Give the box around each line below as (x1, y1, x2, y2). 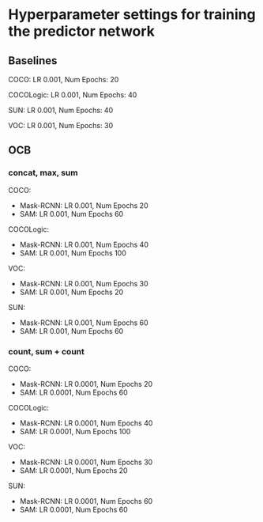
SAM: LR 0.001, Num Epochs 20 (19, 287, 124, 297)
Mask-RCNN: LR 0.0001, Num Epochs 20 (19, 379, 153, 388)
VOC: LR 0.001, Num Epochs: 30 (8, 121, 113, 130)
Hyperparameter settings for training (8, 6, 256, 24)
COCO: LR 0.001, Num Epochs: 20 (8, 75, 119, 84)
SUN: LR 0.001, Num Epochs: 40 (8, 105, 114, 115)
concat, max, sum (8, 168, 78, 179)
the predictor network (8, 22, 156, 40)
